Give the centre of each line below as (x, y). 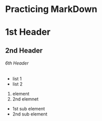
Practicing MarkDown (51, 9)
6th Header (17, 63)
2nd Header (24, 50)
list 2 (17, 84)
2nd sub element (30, 114)
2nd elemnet (25, 99)
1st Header (28, 32)
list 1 (17, 78)
